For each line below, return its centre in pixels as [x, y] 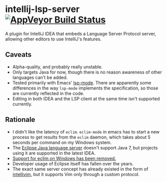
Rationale [20, 120]
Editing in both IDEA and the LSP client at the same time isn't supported [86, 98]
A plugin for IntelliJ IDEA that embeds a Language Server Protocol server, [81, 33]
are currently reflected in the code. [48, 93]
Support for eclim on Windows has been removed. [64, 158]
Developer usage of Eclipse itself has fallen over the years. [73, 163]
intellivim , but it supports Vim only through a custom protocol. [76, 174]
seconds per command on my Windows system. [62, 142]
